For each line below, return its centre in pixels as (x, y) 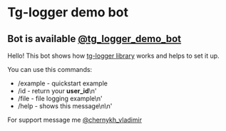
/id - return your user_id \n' (57, 91)
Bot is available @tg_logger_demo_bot (94, 39)
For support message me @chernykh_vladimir (75, 120)
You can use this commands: (50, 69)
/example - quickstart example (63, 83)
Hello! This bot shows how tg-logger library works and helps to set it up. (113, 56)
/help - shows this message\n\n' (65, 106)
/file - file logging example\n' (60, 98)
